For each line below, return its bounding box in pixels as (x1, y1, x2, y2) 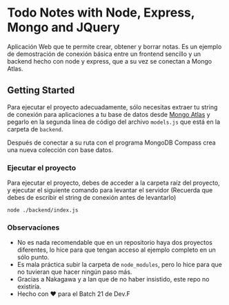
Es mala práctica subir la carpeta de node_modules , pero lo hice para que (17, 261, 222, 269)
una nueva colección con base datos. (7, 145, 114, 154)
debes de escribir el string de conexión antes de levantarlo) (7, 194, 177, 202)
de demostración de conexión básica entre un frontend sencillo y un (7, 50, 201, 58)
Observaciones (7, 223, 60, 232)
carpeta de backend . (7, 124, 63, 133)
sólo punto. (17, 253, 50, 261)
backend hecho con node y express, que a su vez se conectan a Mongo (7, 57, 212, 65)
